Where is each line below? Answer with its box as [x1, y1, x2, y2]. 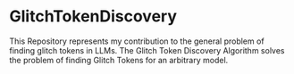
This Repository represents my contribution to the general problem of [9, 36, 265, 46]
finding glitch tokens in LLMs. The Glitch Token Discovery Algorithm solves [9, 45, 285, 55]
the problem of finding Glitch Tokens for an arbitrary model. [9, 54, 229, 65]
